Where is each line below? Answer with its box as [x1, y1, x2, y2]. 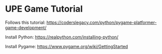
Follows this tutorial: [5, 19, 46, 25]
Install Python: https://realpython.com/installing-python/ [5, 34, 119, 40]
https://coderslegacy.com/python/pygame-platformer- [46, 19, 157, 25]
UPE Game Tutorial [5, 3, 83, 15]
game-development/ [5, 24, 47, 30]
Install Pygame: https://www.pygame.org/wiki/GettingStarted [5, 43, 128, 49]
